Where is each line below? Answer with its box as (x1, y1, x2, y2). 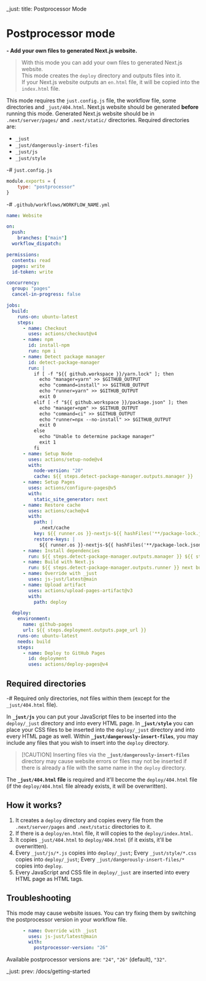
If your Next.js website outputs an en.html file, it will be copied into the (21, 78, 200, 85)
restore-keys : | (33, 536, 75, 542)
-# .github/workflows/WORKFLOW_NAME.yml (6, 201, 110, 208)
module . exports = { (6, 178, 56, 184)
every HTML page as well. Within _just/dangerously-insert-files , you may (6, 733, 198, 740)
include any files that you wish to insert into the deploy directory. (6, 739, 170, 746)
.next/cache (39, 525, 70, 531)
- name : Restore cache (22, 502, 81, 508)
